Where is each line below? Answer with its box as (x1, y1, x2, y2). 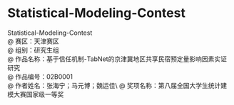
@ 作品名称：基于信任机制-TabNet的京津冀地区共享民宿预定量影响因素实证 (7, 55, 227, 63)
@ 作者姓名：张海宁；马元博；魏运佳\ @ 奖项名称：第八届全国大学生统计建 (7, 81, 227, 89)
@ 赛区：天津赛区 (7, 37, 59, 45)
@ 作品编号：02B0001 (7, 72, 73, 81)
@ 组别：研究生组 (7, 45, 59, 54)
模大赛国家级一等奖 (7, 90, 64, 99)
